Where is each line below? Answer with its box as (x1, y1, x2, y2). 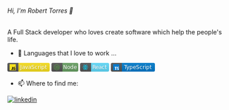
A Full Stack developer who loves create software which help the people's (7, 28, 222, 36)
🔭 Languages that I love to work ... (17, 49, 117, 57)
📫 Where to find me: (17, 79, 79, 88)
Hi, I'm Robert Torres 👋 (7, 6, 74, 15)
